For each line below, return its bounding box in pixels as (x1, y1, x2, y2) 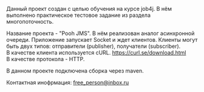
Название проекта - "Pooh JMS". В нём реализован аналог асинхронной (6, 30, 195, 37)
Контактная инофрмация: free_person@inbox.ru (6, 79, 129, 86)
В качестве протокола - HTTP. (6, 56, 85, 62)
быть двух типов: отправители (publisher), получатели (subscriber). (6, 42, 181, 50)
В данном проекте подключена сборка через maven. (6, 67, 144, 74)
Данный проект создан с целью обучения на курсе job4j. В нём (6, 5, 172, 12)
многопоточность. (6, 18, 54, 25)
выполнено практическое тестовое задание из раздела (6, 11, 151, 19)
